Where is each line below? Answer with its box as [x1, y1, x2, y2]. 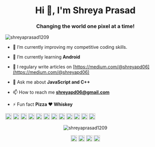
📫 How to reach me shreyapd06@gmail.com [12, 89, 110, 96]
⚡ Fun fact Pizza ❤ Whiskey [12, 101, 73, 107]
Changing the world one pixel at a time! [36, 23, 135, 30]
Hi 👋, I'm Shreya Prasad [35, 5, 136, 16]
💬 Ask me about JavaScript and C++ [12, 79, 90, 85]
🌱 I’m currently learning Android [12, 54, 80, 60]
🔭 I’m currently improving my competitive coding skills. [12, 44, 128, 50]
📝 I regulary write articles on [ [12, 64, 75, 70]
